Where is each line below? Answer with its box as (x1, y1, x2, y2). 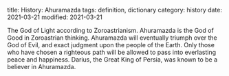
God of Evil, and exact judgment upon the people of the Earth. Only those (7, 41, 215, 49)
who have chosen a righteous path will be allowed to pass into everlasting (7, 48, 217, 56)
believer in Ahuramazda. (7, 63, 76, 71)
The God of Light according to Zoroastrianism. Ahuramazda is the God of (7, 27, 215, 34)
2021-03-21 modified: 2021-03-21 (7, 13, 103, 21)
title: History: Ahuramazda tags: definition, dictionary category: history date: (7, 6, 222, 14)
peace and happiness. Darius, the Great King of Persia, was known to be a (7, 55, 218, 64)
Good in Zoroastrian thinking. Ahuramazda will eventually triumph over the (7, 34, 218, 42)
